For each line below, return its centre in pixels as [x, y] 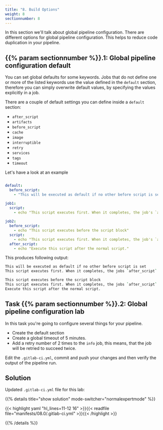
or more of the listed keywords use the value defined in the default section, [81, 83]
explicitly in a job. [22, 93]
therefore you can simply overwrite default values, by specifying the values [80, 87]
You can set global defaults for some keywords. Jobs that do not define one [81, 77]
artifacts [22, 122]
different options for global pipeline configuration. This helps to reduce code [81, 37]
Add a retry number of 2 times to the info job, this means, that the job [82, 343]
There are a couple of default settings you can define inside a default [75, 102]
